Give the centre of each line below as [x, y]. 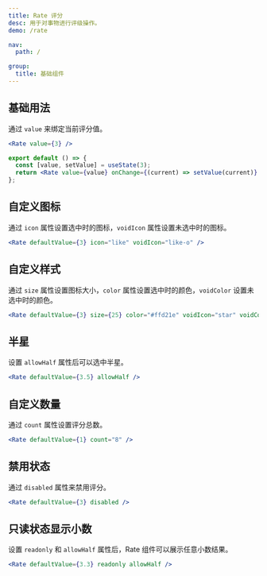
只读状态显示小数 [50, 529]
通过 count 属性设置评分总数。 [58, 424]
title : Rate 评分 [36, 15]
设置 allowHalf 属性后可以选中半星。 [68, 362]
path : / [28, 52]
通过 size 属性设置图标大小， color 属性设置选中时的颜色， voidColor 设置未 [131, 290]
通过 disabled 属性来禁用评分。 [60, 487]
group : [19, 67]
